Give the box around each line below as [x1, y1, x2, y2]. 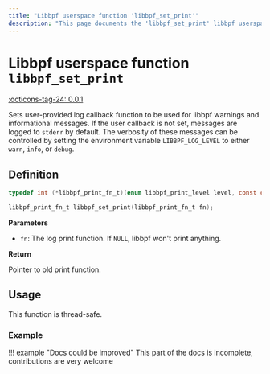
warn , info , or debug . [8, 144, 75, 154]
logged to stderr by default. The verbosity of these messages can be [8, 127, 239, 137]
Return [8, 249, 32, 258]
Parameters [8, 218, 48, 228]
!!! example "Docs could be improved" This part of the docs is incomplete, [8, 347, 253, 358]
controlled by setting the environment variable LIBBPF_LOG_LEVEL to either [8, 136, 250, 146]
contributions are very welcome [8, 356, 114, 366]
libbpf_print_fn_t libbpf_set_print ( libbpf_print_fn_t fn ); [8, 203, 215, 212]
